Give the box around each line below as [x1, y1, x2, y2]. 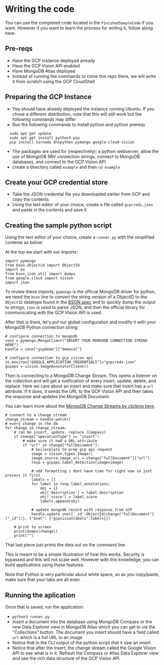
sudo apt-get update [9, 131, 51, 136]
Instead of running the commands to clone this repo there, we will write [12, 73, 156, 79]
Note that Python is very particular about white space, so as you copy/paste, [5, 571, 160, 577]
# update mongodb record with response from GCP [31, 507, 133, 512]
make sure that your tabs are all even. [5, 577, 81, 583]
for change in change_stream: [5, 426, 67, 431]
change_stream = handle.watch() [5, 417, 71, 422]
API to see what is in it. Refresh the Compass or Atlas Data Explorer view [12, 650, 159, 656]
